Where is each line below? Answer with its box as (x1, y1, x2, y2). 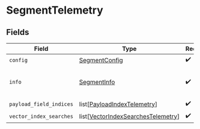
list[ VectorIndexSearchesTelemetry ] (79, 112, 180, 120)
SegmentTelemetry (6, 4, 104, 17)
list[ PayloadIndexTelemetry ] (79, 100, 158, 108)
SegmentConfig (79, 56, 123, 64)
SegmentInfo (79, 78, 115, 86)
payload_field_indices (9, 101, 73, 107)
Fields (6, 27, 30, 37)
